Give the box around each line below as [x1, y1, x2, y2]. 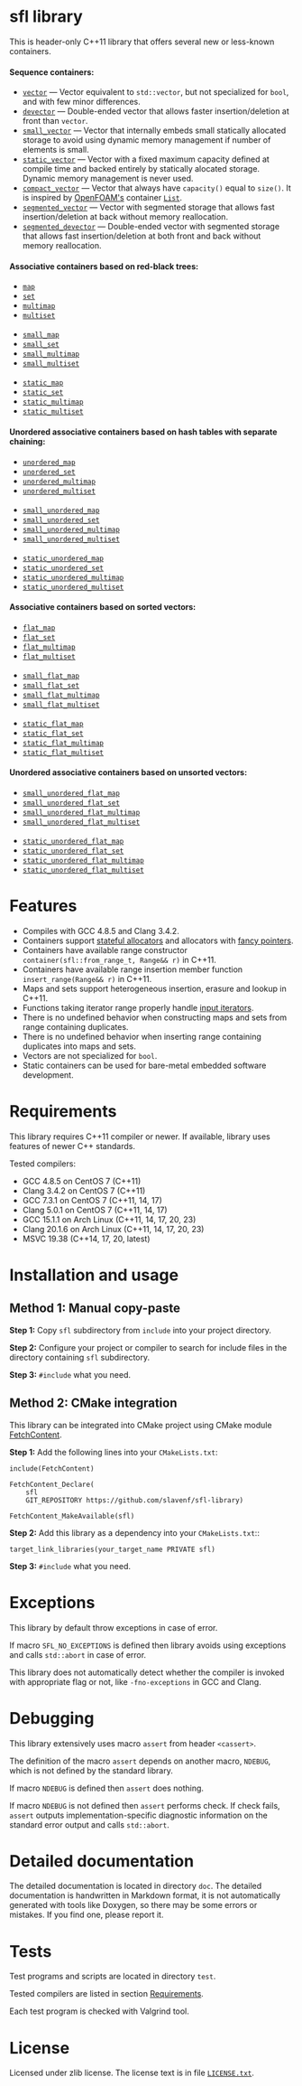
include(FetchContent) [9, 1464, 95, 1473]
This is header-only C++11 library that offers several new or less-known [9, 36, 275, 47]
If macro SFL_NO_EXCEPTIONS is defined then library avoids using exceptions [9, 1640, 287, 1651]
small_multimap [22, 350, 80, 359]
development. [22, 1069, 74, 1080]
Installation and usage [9, 1265, 178, 1286]
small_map [22, 331, 60, 340]
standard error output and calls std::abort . [9, 1819, 169, 1830]
